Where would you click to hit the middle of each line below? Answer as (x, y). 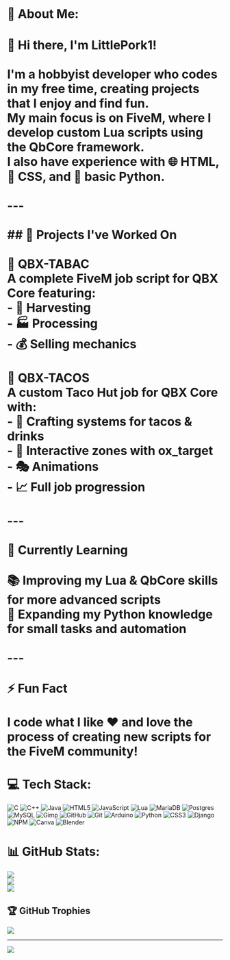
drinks (26, 436)
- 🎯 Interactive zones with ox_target (110, 451)
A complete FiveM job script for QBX (113, 279)
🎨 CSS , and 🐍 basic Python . (86, 177)
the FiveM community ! (73, 751)
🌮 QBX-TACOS (49, 378)
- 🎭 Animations (53, 467)
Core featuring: (51, 293)
